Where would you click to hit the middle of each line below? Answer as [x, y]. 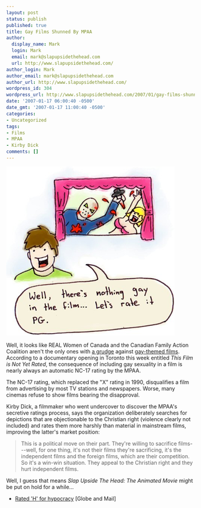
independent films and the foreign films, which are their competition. [105, 456]
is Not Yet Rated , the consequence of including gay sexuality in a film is [94, 364]
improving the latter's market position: [53, 432]
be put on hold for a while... [40, 487]
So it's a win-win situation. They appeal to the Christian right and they [107, 462]
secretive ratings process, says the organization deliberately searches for [97, 413]
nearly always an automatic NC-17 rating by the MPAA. [74, 370]
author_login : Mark [31, 69]
